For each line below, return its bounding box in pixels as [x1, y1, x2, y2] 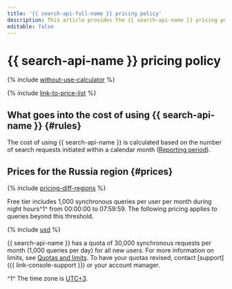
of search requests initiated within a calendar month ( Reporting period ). [7, 146, 211, 154]
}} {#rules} [33, 120, 81, 131]
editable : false [7, 23, 54, 30]
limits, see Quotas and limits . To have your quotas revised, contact [7, 253, 196, 261]
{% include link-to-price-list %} [7, 89, 97, 97]
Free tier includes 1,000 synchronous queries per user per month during [7, 197, 212, 205]
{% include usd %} [7, 225, 61, 234]
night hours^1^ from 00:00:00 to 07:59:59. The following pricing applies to [7, 205, 217, 213]
